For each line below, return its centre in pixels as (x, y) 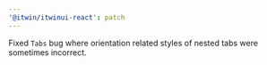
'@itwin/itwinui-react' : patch (67, 17)
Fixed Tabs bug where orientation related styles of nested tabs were (133, 43)
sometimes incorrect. (47, 52)
